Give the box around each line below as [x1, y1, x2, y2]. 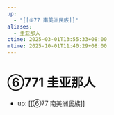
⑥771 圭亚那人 [7, 75, 96, 91]
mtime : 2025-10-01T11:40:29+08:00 [7, 43, 108, 49]
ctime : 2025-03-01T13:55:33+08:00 [7, 36, 108, 43]
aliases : [7, 23, 33, 30]
